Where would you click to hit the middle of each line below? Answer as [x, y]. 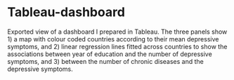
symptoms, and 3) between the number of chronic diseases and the [105, 61]
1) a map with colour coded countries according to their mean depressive [113, 39]
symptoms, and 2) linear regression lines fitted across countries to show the [117, 46]
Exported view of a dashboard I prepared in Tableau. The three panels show [117, 32]
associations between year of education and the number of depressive [110, 54]
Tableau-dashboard [66, 12]
